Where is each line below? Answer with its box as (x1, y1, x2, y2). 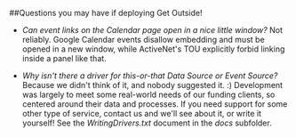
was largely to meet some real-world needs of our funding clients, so (21, 89, 276, 100)
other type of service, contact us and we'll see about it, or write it (21, 109, 262, 118)
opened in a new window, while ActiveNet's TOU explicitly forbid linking (21, 44, 285, 54)
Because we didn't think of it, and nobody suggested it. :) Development (21, 80, 283, 90)
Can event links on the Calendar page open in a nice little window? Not (21, 25, 283, 35)
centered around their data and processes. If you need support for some (21, 99, 288, 109)
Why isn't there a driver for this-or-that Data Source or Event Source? (21, 70, 278, 81)
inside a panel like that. (21, 53, 107, 63)
